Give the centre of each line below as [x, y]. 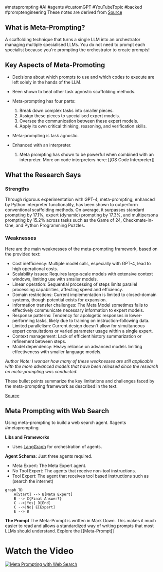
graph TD [14, 490]
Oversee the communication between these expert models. [79, 121]
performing [23, 320]
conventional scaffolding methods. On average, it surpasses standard [75, 210]
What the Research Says [43, 175]
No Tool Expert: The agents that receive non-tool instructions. [74, 471]
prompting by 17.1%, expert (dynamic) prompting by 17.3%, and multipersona [81, 215]
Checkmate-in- [138, 220]
